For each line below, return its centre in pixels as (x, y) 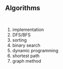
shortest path (26, 56)
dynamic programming (35, 50)
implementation (28, 30)
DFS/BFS (21, 34)
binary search (26, 45)
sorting (19, 40)
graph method (27, 61)
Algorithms (23, 8)
